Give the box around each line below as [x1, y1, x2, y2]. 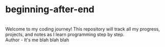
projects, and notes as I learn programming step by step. [5, 31, 125, 37]
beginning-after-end [5, 4, 95, 15]
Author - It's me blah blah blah [5, 37, 69, 43]
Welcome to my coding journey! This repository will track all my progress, [5, 26, 160, 32]
